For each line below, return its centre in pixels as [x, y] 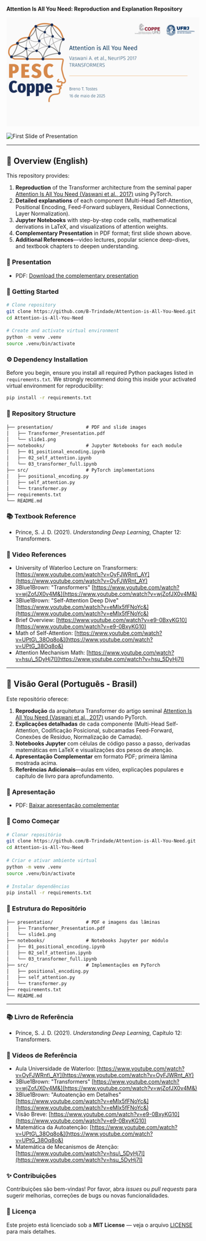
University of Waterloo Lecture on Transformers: [76, 568]
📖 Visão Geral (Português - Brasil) [72, 684]
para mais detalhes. [31, 1231]
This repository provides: [38, 176]
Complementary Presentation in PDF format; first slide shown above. [103, 233]
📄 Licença [21, 1212]
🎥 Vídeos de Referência [42, 1055]
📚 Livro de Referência [40, 1017]
